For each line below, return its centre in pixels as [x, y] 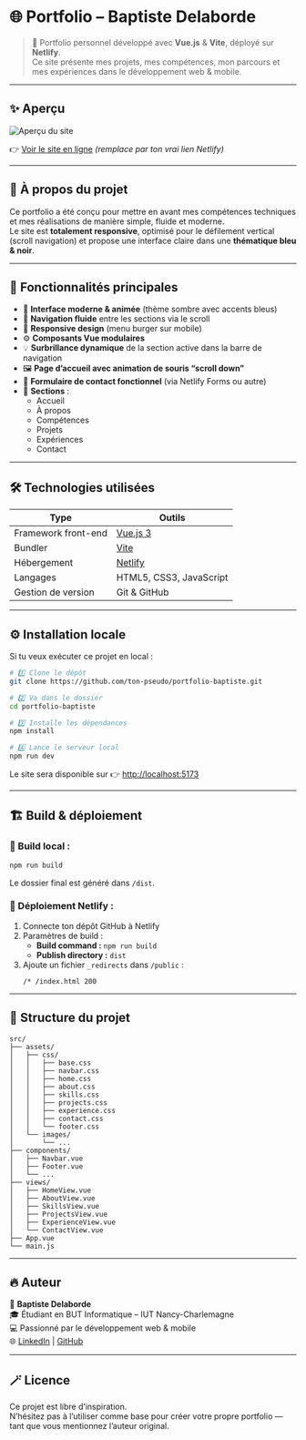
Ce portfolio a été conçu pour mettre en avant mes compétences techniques [153, 211]
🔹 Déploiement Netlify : [61, 906]
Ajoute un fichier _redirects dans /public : [103, 965]
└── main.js [32, 1246]
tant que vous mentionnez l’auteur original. [90, 1426]
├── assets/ [32, 1047]
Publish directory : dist [81, 955]
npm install [32, 731]
